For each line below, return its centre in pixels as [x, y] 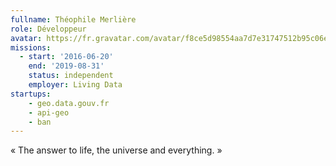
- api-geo [49, 112]
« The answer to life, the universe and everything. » [116, 150]
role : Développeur [48, 29]
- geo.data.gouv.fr [69, 103]
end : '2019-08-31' [66, 66]
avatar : [26, 38]
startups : [31, 94]
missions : [31, 47]
